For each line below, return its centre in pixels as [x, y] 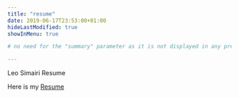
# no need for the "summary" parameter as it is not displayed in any [114, 47]
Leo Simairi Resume [37, 73]
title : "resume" [31, 14]
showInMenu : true [33, 34]
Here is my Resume [36, 87]
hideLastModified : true [43, 27]
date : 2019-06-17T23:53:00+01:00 [57, 21]
